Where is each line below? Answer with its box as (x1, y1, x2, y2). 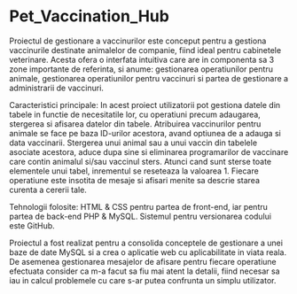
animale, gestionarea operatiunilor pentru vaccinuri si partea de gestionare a (9, 73, 289, 83)
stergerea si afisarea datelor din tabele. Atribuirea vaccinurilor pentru (9, 118, 262, 129)
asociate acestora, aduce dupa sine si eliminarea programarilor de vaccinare (9, 146, 289, 157)
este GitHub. (9, 220, 55, 231)
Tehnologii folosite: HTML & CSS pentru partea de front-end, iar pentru (9, 201, 269, 212)
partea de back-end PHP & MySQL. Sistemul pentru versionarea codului (9, 211, 272, 221)
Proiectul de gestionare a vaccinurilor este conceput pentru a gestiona (9, 35, 267, 46)
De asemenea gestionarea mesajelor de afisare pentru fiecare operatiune (9, 256, 277, 267)
